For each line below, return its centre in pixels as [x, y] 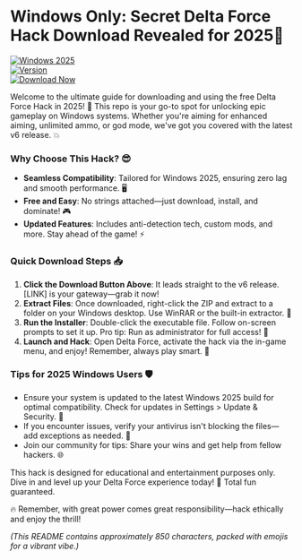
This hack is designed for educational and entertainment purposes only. [143, 472]
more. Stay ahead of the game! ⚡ [84, 234]
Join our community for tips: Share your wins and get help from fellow [152, 444]
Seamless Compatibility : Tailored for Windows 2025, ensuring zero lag [155, 178]
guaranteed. [33, 491]
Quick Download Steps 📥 [67, 262]
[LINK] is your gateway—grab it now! [91, 294]
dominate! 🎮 [47, 211]
